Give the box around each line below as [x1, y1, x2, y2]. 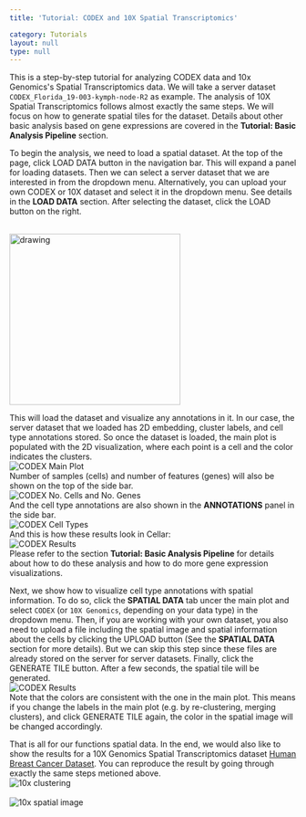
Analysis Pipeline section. [9, 130, 109, 141]
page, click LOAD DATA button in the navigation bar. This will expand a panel [9, 157, 297, 169]
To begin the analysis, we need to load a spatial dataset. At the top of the [9, 148, 283, 159]
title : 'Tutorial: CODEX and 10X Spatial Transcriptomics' [9, 13, 239, 23]
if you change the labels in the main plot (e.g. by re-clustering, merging [9, 702, 276, 713]
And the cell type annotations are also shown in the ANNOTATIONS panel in [9, 499, 295, 511]
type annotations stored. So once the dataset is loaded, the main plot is [9, 432, 277, 443]
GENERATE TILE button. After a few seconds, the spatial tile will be [9, 663, 260, 674]
